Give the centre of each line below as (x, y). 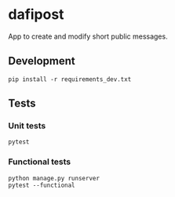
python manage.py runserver (54, 178)
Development (42, 61)
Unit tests (27, 126)
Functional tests (40, 162)
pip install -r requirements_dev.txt (70, 79)
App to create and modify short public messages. (88, 36)
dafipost (36, 15)
